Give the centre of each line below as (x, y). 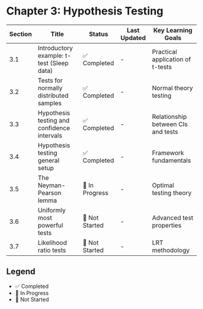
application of (172, 59)
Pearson (50, 193)
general (49, 160)
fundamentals (172, 160)
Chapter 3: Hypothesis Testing (85, 11)
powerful (50, 225)
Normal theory (172, 88)
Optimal (163, 185)
